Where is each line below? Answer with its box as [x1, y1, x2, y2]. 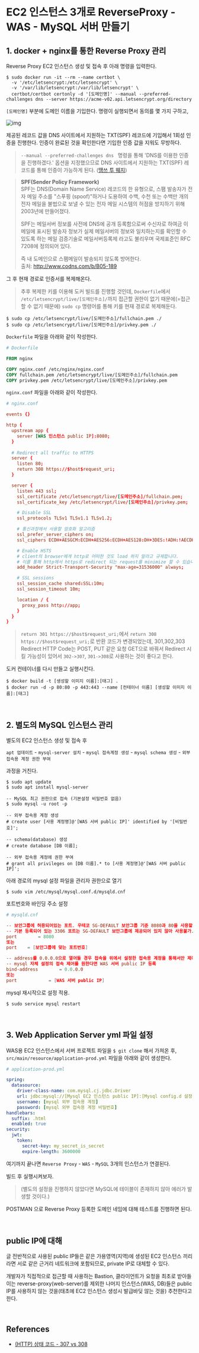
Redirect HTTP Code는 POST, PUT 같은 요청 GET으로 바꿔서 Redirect [20, 645, 185, 652]
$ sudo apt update [6, 779, 52, 785]
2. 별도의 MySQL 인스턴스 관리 [6, 720, 113, 730]
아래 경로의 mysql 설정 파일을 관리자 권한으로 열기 [6, 877, 122, 885]
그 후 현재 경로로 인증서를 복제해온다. [6, 275, 92, 282]
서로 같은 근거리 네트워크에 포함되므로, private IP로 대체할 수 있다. [17, 1260, 170, 1268]
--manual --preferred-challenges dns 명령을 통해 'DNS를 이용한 [20, 152, 178, 159]
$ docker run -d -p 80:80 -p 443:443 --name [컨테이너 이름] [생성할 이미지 [6, 685, 185, 690]
